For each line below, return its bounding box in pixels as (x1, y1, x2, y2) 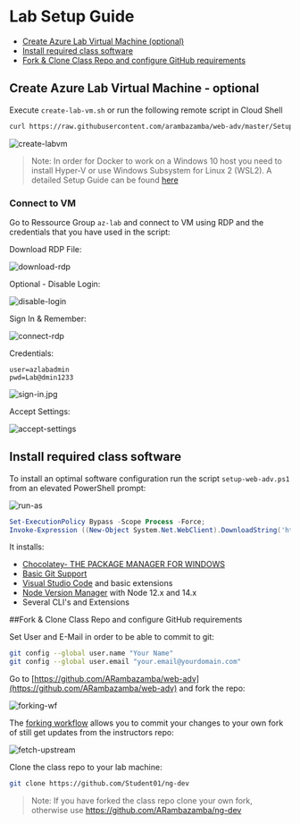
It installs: (9, 541, 45, 552)
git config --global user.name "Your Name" (9, 649, 174, 658)
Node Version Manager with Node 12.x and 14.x (21, 588, 197, 599)
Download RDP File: (9, 243, 82, 254)
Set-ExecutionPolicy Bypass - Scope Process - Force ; (9, 517, 205, 526)
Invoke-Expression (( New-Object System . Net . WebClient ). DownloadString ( (9, 525, 281, 534)
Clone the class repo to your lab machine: (9, 762, 162, 773)
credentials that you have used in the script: (9, 226, 171, 237)
